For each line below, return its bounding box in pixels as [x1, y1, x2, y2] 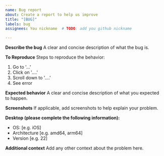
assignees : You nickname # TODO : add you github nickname [5, 26, 132, 31]
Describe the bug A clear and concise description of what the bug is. [5, 44, 149, 50]
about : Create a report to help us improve [5, 12, 98, 17]
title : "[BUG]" [5, 17, 37, 22]
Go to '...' [12, 64, 31, 70]
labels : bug [5, 21, 30, 27]
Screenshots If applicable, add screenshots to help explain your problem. [5, 105, 158, 111]
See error [12, 80, 33, 86]
